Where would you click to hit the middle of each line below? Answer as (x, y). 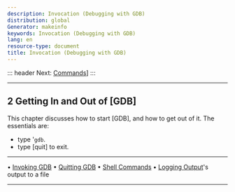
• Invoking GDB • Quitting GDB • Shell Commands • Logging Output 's (108, 167)
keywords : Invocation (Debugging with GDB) (72, 33)
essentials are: (28, 125)
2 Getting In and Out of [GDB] (72, 101)
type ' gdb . (31, 139)
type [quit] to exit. (43, 146)
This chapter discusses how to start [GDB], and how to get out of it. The (111, 118)
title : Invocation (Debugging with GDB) (67, 53)
